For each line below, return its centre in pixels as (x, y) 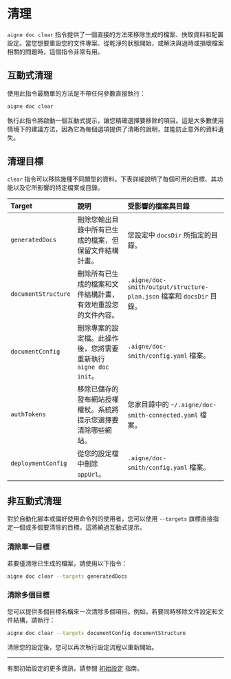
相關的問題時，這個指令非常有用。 (55, 52)
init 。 (88, 376)
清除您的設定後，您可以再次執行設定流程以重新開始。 (82, 647)
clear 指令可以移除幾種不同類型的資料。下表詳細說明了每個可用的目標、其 (112, 179)
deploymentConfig (39, 464)
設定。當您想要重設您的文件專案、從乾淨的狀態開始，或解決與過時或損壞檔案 (115, 43)
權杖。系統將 (98, 410)
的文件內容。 (98, 315)
